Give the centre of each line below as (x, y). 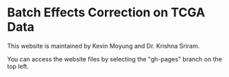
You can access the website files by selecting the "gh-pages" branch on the (115, 59)
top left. (18, 66)
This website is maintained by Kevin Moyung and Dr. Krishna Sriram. (104, 46)
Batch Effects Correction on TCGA (106, 13)
